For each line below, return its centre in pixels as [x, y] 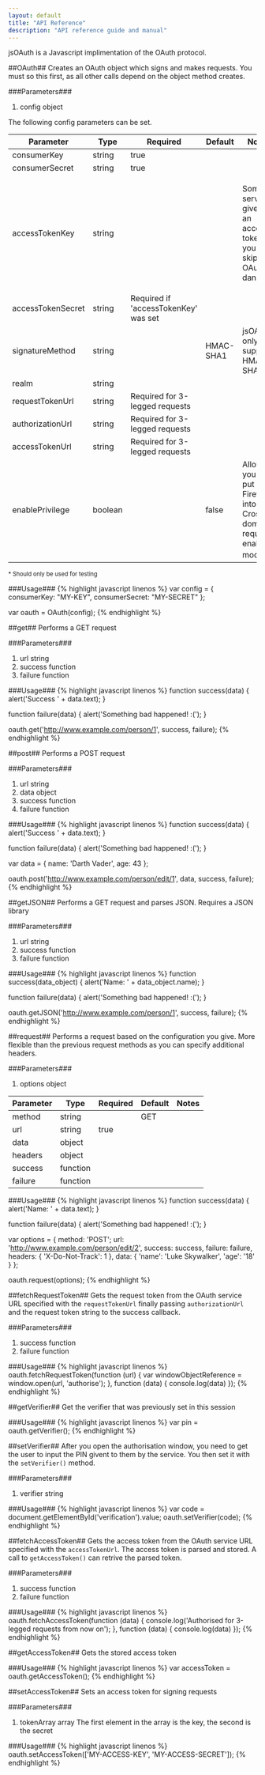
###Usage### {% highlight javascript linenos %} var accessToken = [119, 1667]
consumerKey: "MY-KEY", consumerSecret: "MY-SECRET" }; [107, 597]
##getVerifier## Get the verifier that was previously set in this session [122, 1407]
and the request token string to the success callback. [95, 1312]
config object [41, 107]
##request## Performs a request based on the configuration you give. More [132, 1036]
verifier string [41, 1493]
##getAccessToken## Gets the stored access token [93, 1652]
